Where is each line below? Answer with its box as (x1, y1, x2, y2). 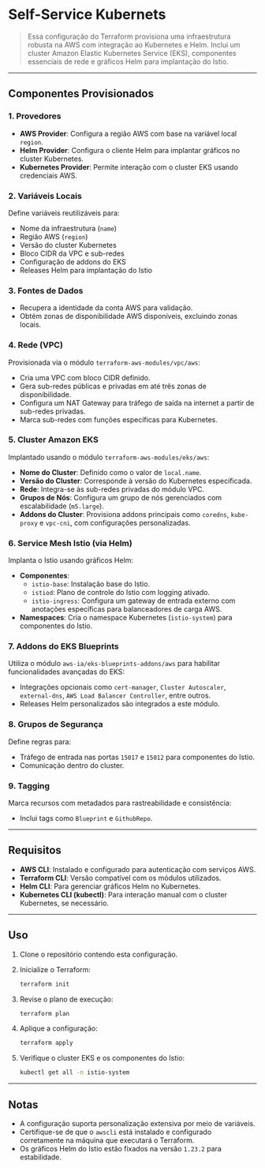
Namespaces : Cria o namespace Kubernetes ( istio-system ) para (19, 613, 233, 623)
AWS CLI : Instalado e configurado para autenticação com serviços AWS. (19, 864, 256, 874)
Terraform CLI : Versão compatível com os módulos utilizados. (19, 873, 222, 882)
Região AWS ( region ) (19, 231, 88, 241)
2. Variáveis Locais (8, 190, 83, 201)
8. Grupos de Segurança (8, 719, 103, 730)
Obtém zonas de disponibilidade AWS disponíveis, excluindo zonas (19, 312, 238, 321)
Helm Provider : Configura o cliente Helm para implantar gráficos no (19, 145, 241, 155)
